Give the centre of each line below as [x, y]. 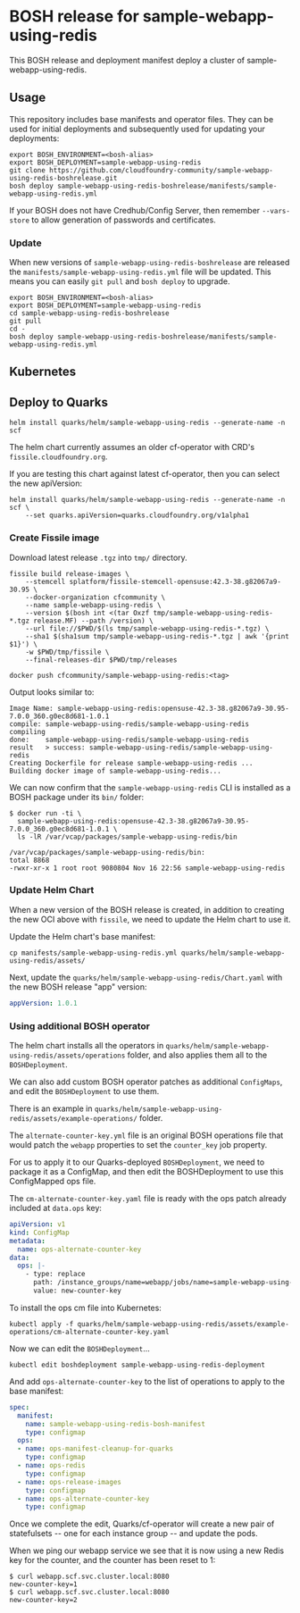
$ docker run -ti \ [46, 813]
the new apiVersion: [46, 483]
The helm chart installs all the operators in [87, 1046]
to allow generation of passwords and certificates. [123, 220]
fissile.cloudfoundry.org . [58, 456]
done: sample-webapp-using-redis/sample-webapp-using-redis [129, 740]
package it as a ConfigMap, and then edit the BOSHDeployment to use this [146, 1172]
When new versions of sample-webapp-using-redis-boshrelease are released [150, 263]
